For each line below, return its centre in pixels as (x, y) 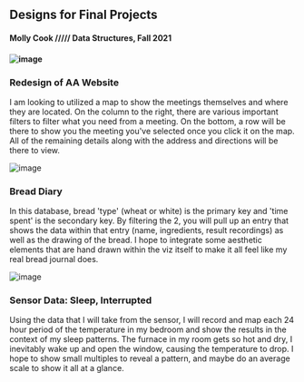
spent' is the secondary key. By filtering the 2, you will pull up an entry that (149, 220)
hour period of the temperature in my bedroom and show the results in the (148, 329)
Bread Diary (36, 191)
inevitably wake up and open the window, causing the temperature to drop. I (152, 349)
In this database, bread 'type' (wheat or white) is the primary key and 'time (149, 211)
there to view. (35, 150)
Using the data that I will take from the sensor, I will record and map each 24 (152, 320)
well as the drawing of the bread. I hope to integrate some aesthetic (136, 240)
